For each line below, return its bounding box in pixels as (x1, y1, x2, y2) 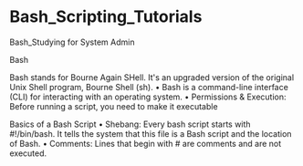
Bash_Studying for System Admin (9, 36, 135, 47)
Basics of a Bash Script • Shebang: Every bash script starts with (9, 119, 251, 130)
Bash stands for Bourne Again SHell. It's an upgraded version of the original (9, 71, 295, 83)
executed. (9, 148, 47, 159)
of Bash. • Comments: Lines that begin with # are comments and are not (9, 138, 282, 149)
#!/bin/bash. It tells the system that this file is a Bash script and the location (9, 128, 292, 139)
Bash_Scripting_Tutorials (9, 6, 203, 27)
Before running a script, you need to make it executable (9, 100, 218, 111)
